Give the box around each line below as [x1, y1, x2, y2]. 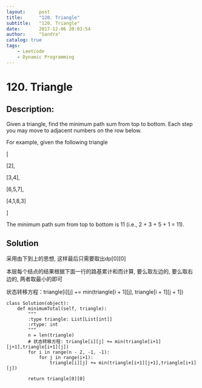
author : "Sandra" [6, 32, 61, 38]
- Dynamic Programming [17, 54, 75, 60]
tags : [6, 43, 20, 49]
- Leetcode [17, 48, 45, 55]
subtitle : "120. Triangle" [6, 20, 80, 26]
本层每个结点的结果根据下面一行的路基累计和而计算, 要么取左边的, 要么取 [6, 268, 188, 275]
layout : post [6, 8, 50, 15]
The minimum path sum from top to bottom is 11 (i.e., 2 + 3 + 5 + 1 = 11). [6, 221, 185, 228]
